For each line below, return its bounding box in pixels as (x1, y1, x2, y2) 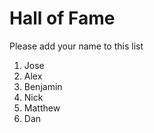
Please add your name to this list (9, 40, 144, 52)
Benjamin (23, 80, 63, 92)
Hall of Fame (9, 7, 116, 30)
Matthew (23, 102, 61, 114)
